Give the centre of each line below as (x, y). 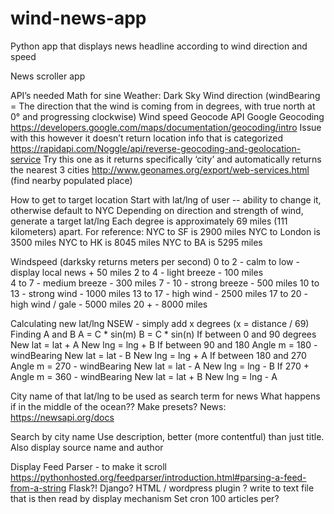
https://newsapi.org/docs (62, 417)
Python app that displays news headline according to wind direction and (159, 46)
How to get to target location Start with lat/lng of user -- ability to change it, (166, 199)
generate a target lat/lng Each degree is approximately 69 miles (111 (149, 221)
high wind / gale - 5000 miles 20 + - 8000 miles (109, 304)
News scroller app (48, 76)
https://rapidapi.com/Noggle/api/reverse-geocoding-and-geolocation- (156, 148)
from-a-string (38, 488)
